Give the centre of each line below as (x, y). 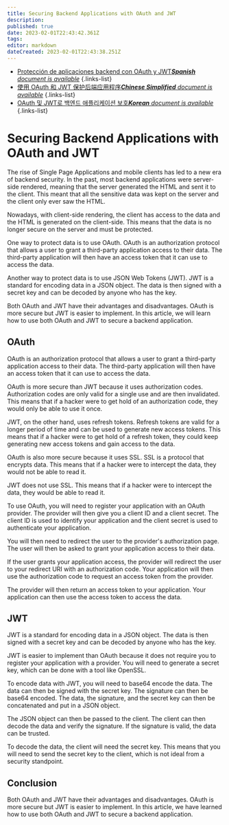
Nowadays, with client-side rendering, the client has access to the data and (114, 215)
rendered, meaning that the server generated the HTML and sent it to (118, 186)
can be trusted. (28, 733)
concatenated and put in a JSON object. (64, 705)
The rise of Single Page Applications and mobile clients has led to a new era (114, 172)
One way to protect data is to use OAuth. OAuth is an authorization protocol (113, 242)
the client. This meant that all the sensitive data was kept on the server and (113, 194)
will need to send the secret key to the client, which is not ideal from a (106, 754)
